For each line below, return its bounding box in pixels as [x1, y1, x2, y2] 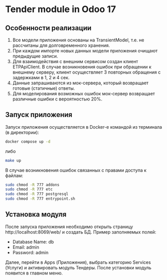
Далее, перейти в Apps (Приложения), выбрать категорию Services [5, 259, 151, 265]
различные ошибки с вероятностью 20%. [12, 96, 103, 102]
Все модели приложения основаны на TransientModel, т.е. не [12, 37, 144, 43]
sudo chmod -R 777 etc [5, 187, 53, 192]
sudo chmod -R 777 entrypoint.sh [5, 196, 75, 201]
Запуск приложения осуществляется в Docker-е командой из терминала [5, 124, 162, 130]
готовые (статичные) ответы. [12, 85, 75, 91]
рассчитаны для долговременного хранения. [12, 42, 110, 48]
